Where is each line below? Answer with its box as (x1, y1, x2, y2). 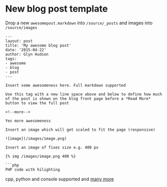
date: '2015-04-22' (5, 47, 47, 52)
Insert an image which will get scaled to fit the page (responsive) (5, 127, 156, 132)
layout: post (5, 39, 33, 44)
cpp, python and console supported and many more (5, 176, 114, 182)
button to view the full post (5, 100, 70, 105)
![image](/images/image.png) (5, 136, 67, 141)
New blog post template (5, 3, 108, 15)
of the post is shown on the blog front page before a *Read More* (5, 96, 151, 101)
